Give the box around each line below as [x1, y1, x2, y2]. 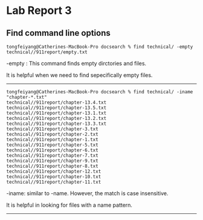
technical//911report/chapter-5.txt [6, 142, 98, 148]
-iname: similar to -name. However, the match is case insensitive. [6, 190, 169, 197]
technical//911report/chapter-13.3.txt [6, 121, 107, 127]
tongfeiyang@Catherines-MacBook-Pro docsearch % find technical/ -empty [6, 44, 193, 50]
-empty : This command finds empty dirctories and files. [6, 60, 147, 67]
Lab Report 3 [6, 4, 72, 18]
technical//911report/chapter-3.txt [6, 126, 98, 132]
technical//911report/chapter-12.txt [6, 168, 101, 175]
